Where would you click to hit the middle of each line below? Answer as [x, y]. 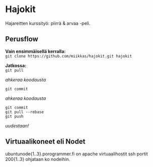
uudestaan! [17, 126]
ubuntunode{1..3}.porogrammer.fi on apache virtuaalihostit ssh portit [76, 154]
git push [14, 116]
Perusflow [22, 39]
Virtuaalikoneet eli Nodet [45, 142]
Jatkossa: [16, 65]
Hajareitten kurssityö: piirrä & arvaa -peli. [48, 23]
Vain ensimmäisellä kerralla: [35, 51]
